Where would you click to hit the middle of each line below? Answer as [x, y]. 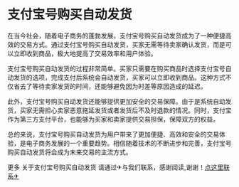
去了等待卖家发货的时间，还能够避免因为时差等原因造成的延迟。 [113, 86]
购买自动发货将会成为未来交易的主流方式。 [70, 152]
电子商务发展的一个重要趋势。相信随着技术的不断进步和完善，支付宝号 [129, 143]
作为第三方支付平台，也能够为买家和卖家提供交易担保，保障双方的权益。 [113, 119]
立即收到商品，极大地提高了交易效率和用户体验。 [85, 53]
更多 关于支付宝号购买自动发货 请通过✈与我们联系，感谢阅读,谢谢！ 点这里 [116, 167]
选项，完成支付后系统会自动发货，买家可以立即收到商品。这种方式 [128, 77]
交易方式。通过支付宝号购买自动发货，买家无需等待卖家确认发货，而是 [122, 44]
